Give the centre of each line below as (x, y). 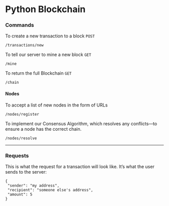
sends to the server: (26, 172)
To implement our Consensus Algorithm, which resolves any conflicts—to (81, 123)
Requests (17, 156)
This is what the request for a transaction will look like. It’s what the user (80, 166)
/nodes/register (22, 114)
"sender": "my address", (33, 185)
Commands (20, 25)
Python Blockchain (46, 9)
